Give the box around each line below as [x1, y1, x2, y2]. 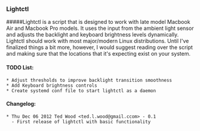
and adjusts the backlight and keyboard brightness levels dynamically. [6, 31, 179, 38]
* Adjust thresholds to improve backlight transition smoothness [6, 77, 172, 83]
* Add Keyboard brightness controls [6, 83, 97, 89]
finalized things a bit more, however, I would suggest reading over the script [6, 44, 193, 51]
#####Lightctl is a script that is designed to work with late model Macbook [6, 19, 190, 26]
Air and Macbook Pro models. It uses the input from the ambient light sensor [6, 25, 194, 32]
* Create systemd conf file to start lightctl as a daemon [6, 87, 156, 94]
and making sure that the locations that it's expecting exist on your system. [6, 50, 191, 57]
